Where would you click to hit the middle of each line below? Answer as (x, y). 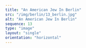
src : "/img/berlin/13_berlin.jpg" (41, 14)
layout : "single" (23, 33)
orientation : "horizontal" (33, 38)
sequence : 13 (19, 24)
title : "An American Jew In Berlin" (43, 10)
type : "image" (20, 28)
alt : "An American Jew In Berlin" (41, 19)
